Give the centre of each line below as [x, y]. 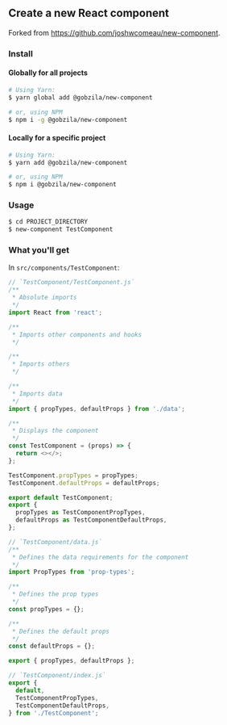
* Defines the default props [61, 631]
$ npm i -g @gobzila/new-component [68, 119]
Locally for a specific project [57, 138]
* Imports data [37, 394]
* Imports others [41, 364]
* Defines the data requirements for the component [100, 557]
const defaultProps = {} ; [52, 646]
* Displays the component [55, 431]
